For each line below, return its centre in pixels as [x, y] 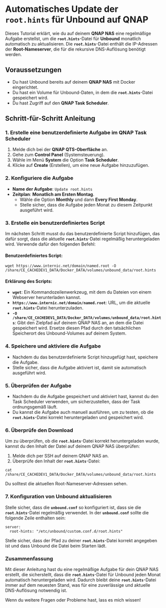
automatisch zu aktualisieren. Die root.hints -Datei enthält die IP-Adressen [81, 44]
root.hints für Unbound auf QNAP [77, 20]
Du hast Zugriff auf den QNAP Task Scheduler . [60, 103]
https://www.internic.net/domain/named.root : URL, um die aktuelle [81, 303]
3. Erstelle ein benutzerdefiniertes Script [55, 223]
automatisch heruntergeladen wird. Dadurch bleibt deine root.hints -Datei [81, 580]
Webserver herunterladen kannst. [47, 298]
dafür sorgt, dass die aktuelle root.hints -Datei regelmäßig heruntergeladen [83, 239]
